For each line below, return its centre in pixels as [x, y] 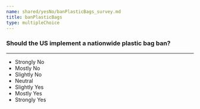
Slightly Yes [29, 87]
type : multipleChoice [33, 23]
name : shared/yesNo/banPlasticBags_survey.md [63, 12]
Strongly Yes [30, 100]
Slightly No [28, 74]
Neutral [24, 81]
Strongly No [29, 62]
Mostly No [27, 68]
